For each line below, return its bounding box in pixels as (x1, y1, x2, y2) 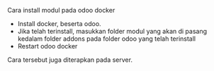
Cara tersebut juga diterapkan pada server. (7, 56, 133, 64)
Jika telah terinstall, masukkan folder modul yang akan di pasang (17, 27, 208, 35)
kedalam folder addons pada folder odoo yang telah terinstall (17, 34, 196, 43)
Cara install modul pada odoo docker (7, 6, 116, 14)
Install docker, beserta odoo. (17, 20, 101, 27)
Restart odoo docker (17, 42, 78, 50)
